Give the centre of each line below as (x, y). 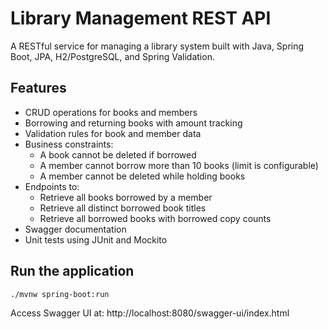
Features (38, 88)
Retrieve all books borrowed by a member (126, 197)
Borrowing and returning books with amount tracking (133, 123)
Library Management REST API (141, 18)
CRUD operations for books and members (111, 112)
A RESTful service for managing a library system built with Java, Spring (157, 46)
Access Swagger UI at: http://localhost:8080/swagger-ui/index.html (150, 313)
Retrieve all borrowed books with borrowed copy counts (155, 218)
